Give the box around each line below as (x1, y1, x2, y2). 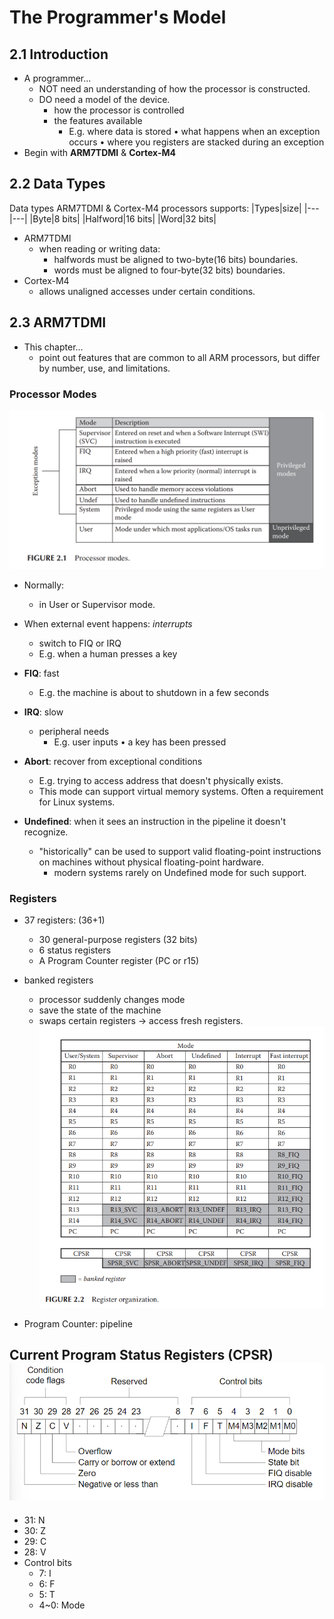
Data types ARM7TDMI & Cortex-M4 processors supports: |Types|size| (9, 202, 302, 214)
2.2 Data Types (9, 176, 106, 193)
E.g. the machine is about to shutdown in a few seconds (38, 686, 270, 698)
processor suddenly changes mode (38, 994, 186, 1006)
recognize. (23, 826, 69, 838)
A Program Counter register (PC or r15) (38, 955, 200, 967)
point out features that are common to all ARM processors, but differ (38, 351, 321, 363)
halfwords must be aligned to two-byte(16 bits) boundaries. (53, 253, 299, 265)
